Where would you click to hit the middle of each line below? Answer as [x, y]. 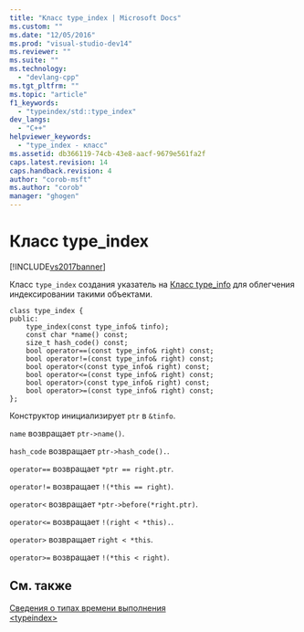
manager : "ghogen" [44, 196]
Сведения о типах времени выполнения [88, 607]
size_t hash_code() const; [77, 342]
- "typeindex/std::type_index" [77, 111]
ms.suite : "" [34, 60]
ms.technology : [38, 69]
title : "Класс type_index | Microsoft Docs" [95, 18]
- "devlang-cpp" [48, 78]
